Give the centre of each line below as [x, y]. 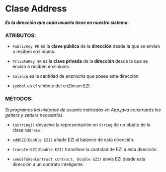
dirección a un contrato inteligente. [48, 164]
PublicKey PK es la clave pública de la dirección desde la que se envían [86, 46]
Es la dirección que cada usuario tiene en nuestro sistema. [67, 22]
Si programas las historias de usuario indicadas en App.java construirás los [83, 110]
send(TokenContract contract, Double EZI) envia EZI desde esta [79, 159]
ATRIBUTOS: [21, 35]
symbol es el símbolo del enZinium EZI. [51, 86]
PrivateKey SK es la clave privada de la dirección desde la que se [80, 61]
